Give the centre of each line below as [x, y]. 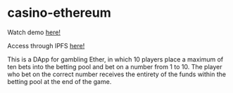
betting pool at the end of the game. [59, 81]
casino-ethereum [59, 13]
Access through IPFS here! [46, 45]
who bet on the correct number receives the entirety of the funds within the [117, 74]
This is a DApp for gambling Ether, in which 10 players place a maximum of [115, 59]
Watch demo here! [34, 32]
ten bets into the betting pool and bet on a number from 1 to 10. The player [115, 66]
